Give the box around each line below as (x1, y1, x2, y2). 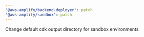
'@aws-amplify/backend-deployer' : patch (5, 7, 93, 13)
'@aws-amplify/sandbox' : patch (5, 12, 72, 17)
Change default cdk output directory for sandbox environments (5, 26, 139, 32)
